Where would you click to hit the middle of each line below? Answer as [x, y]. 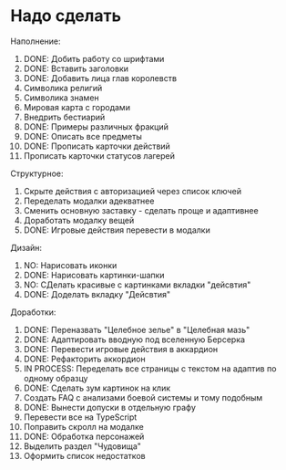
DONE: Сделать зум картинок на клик [97, 388]
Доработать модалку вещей [79, 220]
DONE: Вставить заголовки [76, 68]
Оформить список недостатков [84, 455]
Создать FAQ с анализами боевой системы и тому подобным [143, 397]
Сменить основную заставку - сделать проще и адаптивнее [141, 210]
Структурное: [37, 173]
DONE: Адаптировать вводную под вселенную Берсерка [134, 339]
